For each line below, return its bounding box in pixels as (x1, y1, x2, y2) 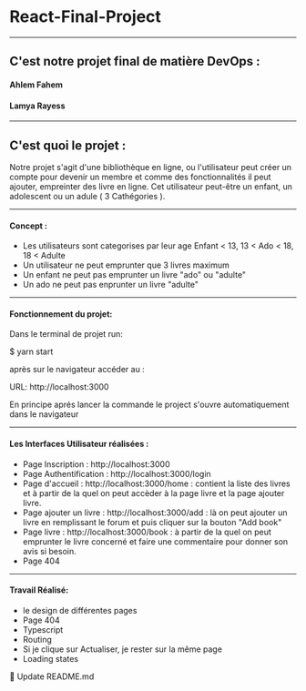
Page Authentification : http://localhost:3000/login (22, 468, 211, 479)
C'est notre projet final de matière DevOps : (9, 54, 261, 69)
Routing (22, 634, 53, 645)
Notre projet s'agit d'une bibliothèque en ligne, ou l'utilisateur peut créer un (9, 161, 292, 172)
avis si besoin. (22, 545, 76, 556)
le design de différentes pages (22, 605, 138, 615)
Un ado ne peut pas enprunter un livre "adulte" (22, 279, 199, 290)
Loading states (22, 653, 79, 664)
